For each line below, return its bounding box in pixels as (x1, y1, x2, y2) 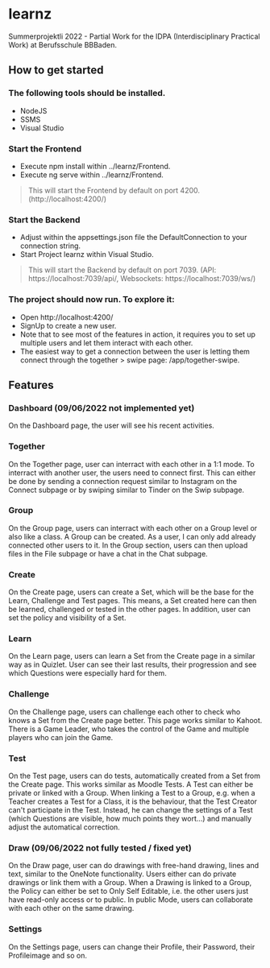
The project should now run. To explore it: (8, 294, 175, 305)
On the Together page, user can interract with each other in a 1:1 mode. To (8, 459, 255, 469)
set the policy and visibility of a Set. (8, 613, 127, 623)
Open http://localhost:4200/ (19, 312, 114, 322)
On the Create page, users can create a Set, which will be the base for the (8, 587, 254, 597)
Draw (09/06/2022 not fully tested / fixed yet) (8, 842, 192, 854)
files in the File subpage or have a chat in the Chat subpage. (8, 548, 208, 558)
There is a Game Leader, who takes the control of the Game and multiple (8, 724, 250, 734)
